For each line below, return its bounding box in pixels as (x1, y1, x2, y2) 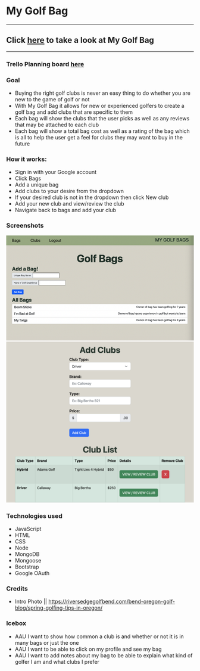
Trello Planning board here (6, 60, 85, 68)
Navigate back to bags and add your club (14, 207, 116, 214)
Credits (6, 585, 28, 593)
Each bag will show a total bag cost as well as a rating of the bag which (14, 127, 190, 135)
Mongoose (14, 557, 42, 564)
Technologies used (6, 511, 62, 520)
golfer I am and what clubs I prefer (14, 658, 100, 665)
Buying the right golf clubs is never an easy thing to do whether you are (14, 89, 190, 97)
